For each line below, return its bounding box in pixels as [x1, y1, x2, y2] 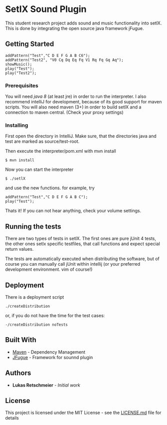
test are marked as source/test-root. [5, 138, 80, 144]
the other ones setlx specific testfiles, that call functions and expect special [5, 241, 161, 247]
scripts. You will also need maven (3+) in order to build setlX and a [5, 104, 142, 110]
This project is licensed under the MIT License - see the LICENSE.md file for [5, 410, 162, 416]
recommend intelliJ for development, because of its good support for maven [5, 99, 162, 105]
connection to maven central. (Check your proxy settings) [5, 109, 124, 115]
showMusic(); [5, 61, 32, 67]
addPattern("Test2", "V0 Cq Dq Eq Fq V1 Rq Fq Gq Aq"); [5, 57, 124, 62]
